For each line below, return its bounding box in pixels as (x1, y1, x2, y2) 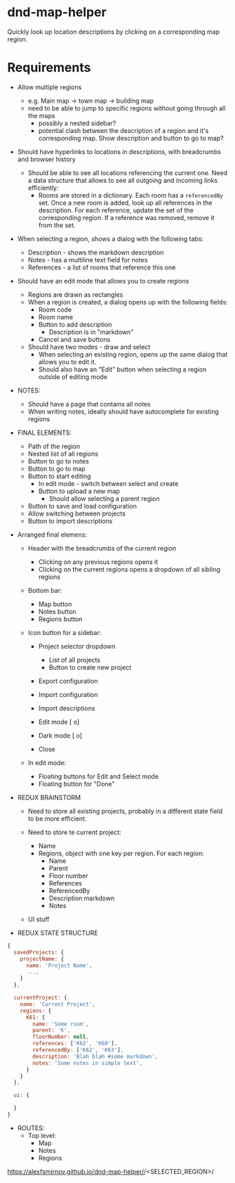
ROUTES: (17, 1123, 45, 1132)
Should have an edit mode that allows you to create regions (17, 276, 189, 285)
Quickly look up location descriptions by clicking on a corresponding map (7, 27, 220, 36)
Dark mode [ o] (38, 731, 83, 739)
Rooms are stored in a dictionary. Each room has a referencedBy (38, 191, 223, 199)
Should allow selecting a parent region (48, 494, 160, 503)
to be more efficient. (27, 814, 87, 823)
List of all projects (48, 656, 100, 664)
